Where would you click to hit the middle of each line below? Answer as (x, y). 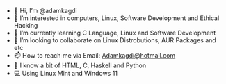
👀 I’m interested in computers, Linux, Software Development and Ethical (116, 18)
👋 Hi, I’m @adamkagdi (46, 11)
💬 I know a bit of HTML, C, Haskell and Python (80, 65)
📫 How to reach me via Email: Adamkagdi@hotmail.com (95, 55)
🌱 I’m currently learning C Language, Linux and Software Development (115, 33)
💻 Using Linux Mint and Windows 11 (66, 73)
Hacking (26, 25)
